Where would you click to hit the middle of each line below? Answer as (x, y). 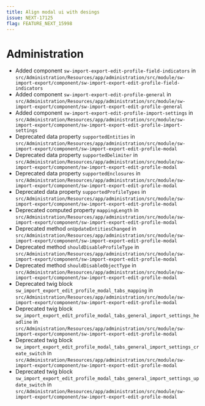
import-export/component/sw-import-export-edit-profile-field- (98, 83)
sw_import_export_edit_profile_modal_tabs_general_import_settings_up (107, 379)
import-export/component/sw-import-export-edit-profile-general (99, 107)
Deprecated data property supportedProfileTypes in (80, 192)
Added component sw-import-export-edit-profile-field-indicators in (106, 71)
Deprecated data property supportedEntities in (75, 137)
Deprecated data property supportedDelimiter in (76, 155)
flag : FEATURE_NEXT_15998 (39, 23)
